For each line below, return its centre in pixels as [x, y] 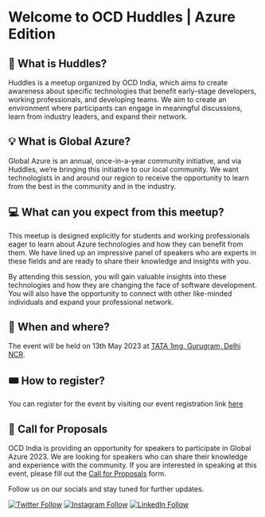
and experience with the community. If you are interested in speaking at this [132, 465]
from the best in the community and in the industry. [92, 186]
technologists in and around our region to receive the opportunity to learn [129, 178]
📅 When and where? [59, 327]
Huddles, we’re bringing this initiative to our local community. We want [123, 169]
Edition [32, 34]
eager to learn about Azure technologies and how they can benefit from [126, 244]
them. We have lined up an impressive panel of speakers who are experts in [132, 252]
